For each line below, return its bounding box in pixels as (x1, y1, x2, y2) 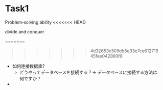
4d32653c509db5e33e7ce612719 (90, 48, 159, 54)
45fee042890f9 (90, 53, 123, 59)
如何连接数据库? (12, 63, 45, 69)
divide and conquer (5, 29, 45, 34)
